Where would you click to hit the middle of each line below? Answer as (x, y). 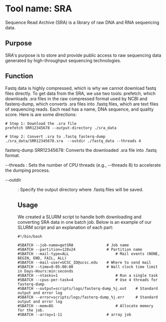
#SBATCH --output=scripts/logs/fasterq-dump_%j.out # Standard (88, 289)
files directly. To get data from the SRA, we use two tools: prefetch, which (80, 93)
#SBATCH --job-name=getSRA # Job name (73, 245)
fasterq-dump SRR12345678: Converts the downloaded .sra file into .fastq (81, 150)
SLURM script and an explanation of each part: (65, 227)
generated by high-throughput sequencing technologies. (63, 61)
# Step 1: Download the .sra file (41, 124)
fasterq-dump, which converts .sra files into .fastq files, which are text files (82, 104)
